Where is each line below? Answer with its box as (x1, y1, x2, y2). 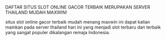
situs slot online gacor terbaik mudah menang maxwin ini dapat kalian (5, 19, 150, 25)
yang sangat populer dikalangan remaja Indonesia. (5, 30, 110, 35)
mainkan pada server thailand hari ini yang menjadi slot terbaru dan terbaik (5, 24, 161, 30)
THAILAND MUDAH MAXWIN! (5, 9, 67, 15)
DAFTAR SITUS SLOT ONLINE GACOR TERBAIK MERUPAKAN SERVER (5, 4, 150, 10)
